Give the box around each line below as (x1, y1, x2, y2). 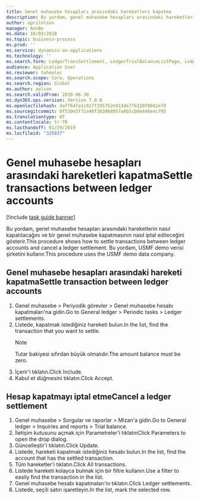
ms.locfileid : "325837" (6, 130, 65, 137)
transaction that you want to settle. (14, 327, 101, 334)
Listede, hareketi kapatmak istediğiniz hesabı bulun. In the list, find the (14, 448, 186, 456)
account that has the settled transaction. (14, 454, 114, 462)
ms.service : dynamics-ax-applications (6, 48, 102, 54)
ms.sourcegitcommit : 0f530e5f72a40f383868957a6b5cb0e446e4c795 (6, 108, 167, 114)
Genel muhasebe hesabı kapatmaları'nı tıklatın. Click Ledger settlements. (14, 480, 192, 487)
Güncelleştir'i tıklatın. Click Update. (14, 442, 99, 449)
